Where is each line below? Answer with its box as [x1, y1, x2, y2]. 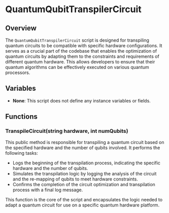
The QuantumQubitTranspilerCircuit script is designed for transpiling [5, 37, 150, 43]
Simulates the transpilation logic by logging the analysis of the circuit [12, 170, 157, 176]
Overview [5, 24, 37, 32]
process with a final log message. [12, 187, 83, 193]
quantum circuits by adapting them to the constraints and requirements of [5, 53, 160, 59]
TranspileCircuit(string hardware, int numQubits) [5, 128, 128, 135]
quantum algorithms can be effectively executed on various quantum [5, 64, 150, 70]
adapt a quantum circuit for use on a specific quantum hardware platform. [5, 202, 160, 208]
